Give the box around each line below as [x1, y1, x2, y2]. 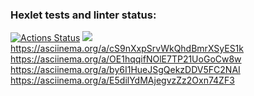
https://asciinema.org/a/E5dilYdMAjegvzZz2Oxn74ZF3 [10, 74, 235, 87]
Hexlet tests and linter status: [10, 8, 157, 22]
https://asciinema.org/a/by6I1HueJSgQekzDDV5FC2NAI [10, 64, 241, 76]
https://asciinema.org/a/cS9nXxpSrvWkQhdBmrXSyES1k [10, 43, 244, 55]
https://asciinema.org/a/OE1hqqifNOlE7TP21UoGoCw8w [10, 53, 242, 65]
